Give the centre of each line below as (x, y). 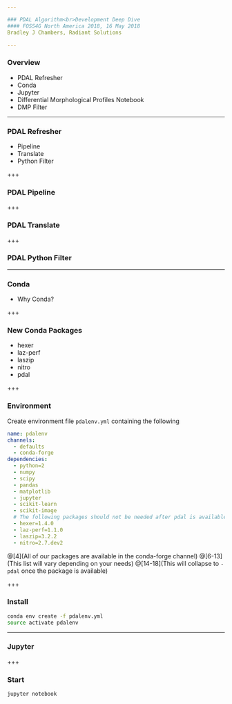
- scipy (25, 478)
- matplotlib (32, 491)
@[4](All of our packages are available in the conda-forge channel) (103, 556)
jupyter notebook (32, 694)
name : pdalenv (28, 433)
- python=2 (29, 466)
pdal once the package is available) (58, 571)
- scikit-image (35, 511)
